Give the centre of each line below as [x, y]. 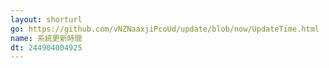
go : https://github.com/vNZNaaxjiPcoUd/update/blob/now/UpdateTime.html [165, 29]
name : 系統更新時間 [46, 38]
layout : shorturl [46, 19]
